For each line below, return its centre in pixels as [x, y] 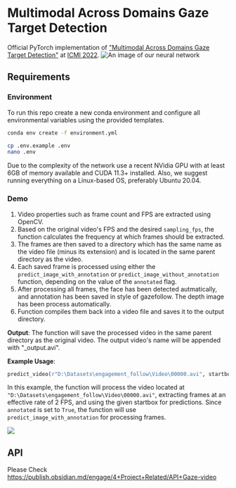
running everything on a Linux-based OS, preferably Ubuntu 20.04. [104, 180]
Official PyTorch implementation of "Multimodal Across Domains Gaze [109, 47]
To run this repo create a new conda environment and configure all [104, 112]
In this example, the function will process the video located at [96, 387]
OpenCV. [31, 221]
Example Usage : [32, 361]
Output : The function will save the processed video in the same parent [110, 332]
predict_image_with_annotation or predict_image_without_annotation [118, 274]
